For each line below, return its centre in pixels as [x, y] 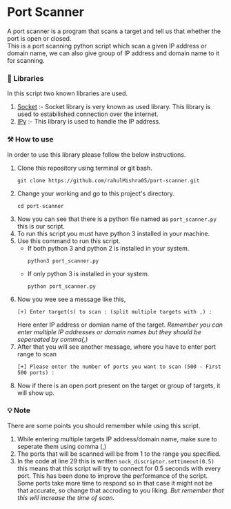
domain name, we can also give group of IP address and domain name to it [113, 53]
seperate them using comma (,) [62, 446]
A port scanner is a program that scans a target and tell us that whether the [114, 31]
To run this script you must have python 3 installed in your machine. [113, 233]
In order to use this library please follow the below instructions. [97, 154]
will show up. [36, 393]
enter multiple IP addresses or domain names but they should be [109, 332]
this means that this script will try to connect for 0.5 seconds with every [119, 468]
